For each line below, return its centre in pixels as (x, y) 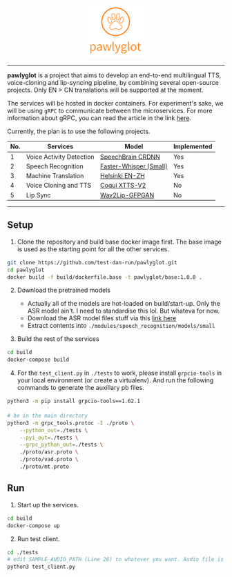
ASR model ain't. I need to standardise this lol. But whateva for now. (124, 311)
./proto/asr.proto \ (49, 452)
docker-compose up (33, 526)
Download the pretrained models (64, 290)
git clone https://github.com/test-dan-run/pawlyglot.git (92, 262)
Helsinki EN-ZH (122, 176)
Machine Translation (55, 176)
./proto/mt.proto (45, 467)
